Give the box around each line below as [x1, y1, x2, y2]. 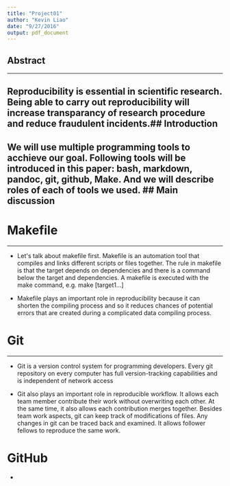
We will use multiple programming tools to [7, 141, 190, 153]
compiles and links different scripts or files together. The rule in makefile [16, 259, 221, 267]
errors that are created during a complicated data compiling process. [16, 308, 212, 316]
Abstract [7, 54, 46, 66]
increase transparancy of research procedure [7, 107, 205, 119]
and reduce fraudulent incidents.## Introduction [7, 118, 218, 130]
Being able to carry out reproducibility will [7, 97, 190, 108]
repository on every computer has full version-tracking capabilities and [16, 369, 218, 378]
